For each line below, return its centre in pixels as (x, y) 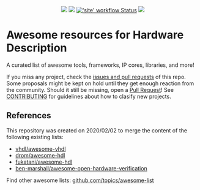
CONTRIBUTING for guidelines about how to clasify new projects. (89, 96)
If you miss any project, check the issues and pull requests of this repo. (96, 77)
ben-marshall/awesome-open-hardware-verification (81, 168)
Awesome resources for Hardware (95, 35)
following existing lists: (35, 137)
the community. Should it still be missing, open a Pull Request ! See (90, 89)
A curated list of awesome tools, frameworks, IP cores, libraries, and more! (100, 65)
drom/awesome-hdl (40, 155)
